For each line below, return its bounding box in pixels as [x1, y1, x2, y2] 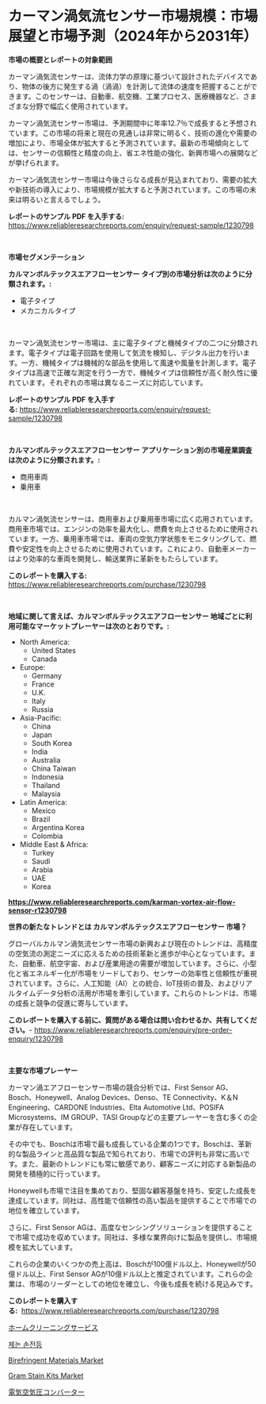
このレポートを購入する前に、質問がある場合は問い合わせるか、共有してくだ [8, 1015, 257, 1025]
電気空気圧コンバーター [8, 1387, 85, 1397]
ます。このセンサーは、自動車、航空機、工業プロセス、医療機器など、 [14, 91, 243, 101]
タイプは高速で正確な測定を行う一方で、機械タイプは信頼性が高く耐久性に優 [8, 367, 258, 377]
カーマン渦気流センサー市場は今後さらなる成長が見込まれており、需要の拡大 [8, 175, 257, 184]
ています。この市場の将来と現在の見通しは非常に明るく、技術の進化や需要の [8, 128, 257, 137]
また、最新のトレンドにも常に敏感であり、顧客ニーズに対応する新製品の [21, 1159, 257, 1168]
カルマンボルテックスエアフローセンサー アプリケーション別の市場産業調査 [8, 445, 253, 455]
